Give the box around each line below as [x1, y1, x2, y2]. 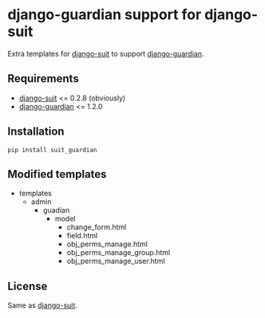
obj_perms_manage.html [66, 239, 148, 249]
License [7, 279, 48, 292]
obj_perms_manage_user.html [66, 257, 165, 266]
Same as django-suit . [7, 300, 77, 310]
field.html [66, 231, 98, 241]
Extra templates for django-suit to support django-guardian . [7, 49, 204, 58]
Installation [7, 125, 65, 139]
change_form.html [66, 222, 127, 232]
